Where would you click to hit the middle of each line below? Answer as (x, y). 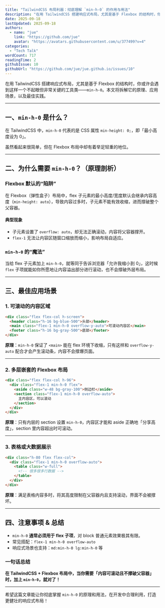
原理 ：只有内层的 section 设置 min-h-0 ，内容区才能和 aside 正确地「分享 (78, 422)
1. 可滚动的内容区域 (28, 306)
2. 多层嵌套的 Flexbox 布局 (36, 370)
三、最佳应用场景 (31, 291)
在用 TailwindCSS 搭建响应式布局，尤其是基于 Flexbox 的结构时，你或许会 (80, 84)
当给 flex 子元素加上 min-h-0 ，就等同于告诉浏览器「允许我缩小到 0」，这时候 (82, 263)
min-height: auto (31, 202)
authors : (14, 28)
